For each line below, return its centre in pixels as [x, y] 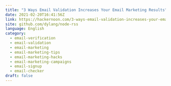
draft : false [19, 76]
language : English [25, 29]
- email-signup [26, 66]
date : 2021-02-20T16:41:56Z [35, 15]
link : [11, 19]
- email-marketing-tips [35, 52]
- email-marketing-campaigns [41, 62]
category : [16, 33]
